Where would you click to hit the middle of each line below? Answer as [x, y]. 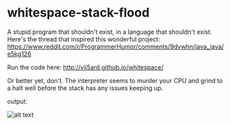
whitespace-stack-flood [78, 13]
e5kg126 [19, 54]
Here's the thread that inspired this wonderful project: [84, 39]
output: [17, 101]
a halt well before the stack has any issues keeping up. [85, 88]
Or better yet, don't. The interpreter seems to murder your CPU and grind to [115, 80]
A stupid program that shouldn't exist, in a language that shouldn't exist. [110, 32]
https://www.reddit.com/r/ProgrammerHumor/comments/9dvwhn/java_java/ [115, 46]
